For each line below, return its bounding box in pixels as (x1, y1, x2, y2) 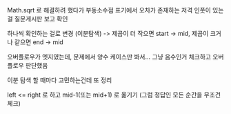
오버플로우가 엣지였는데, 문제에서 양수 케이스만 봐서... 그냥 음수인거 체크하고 (7, 53, 212, 61)
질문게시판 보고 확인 (14, 15, 68, 23)
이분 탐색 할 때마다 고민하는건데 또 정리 (7, 76, 112, 84)
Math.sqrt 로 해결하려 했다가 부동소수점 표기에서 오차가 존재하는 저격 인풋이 (7, 6, 212, 14)
